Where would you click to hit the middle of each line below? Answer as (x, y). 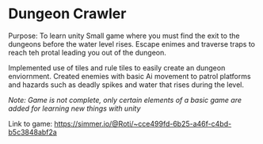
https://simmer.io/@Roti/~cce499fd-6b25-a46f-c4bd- (143, 123)
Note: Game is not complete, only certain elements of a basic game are (125, 100)
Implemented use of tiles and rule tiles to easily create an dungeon (117, 67)
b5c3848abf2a (32, 132)
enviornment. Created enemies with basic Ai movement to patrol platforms (130, 76)
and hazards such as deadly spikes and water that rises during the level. (126, 85)
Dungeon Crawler (67, 14)
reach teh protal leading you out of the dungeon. (87, 52)
